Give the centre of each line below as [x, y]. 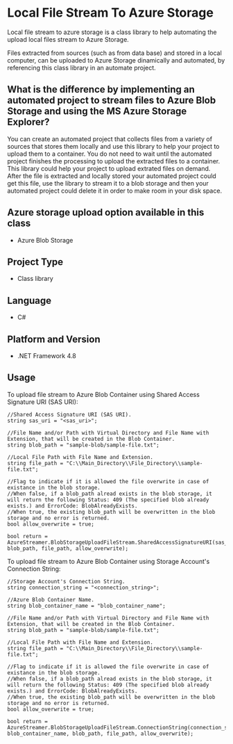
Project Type [35, 262]
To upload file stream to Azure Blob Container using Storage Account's [109, 561]
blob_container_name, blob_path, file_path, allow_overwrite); [101, 734]
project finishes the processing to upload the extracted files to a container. [114, 161]
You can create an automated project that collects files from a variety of [110, 139]
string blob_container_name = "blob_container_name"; [87, 606]
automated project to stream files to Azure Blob [112, 100]
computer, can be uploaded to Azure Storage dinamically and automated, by [116, 60]
